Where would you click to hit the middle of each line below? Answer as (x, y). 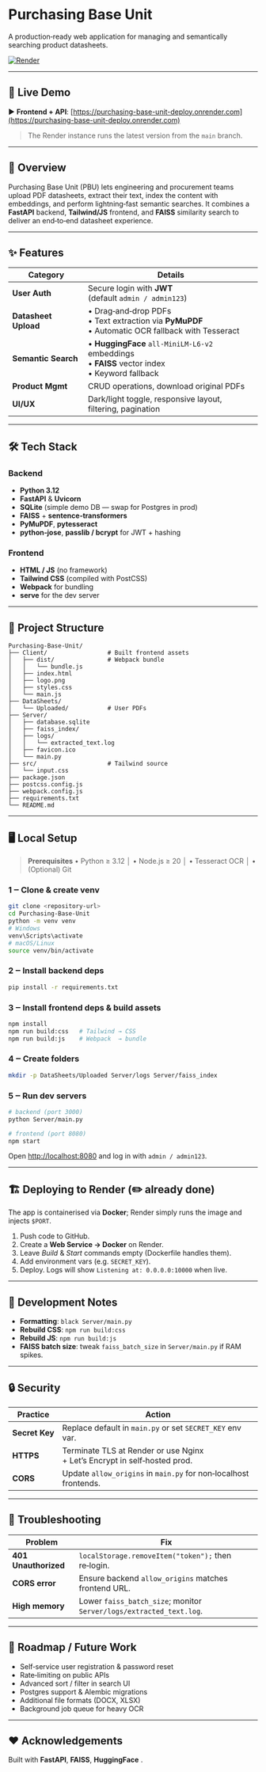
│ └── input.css (38, 771)
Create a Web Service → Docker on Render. (91, 1245)
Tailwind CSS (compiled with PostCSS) (84, 579)
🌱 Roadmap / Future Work (72, 1647)
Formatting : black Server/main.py (76, 1321)
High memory (38, 1606)
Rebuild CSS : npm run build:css (72, 1330)
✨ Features (36, 252)
